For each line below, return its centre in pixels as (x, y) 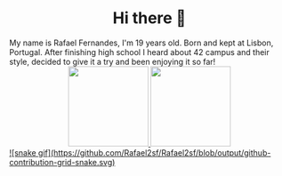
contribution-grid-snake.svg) (62, 162)
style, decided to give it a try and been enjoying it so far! (113, 61)
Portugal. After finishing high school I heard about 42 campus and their (139, 52)
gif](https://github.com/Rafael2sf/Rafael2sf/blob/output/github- (155, 152)
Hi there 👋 (149, 18)
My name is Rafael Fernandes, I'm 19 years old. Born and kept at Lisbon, (141, 43)
